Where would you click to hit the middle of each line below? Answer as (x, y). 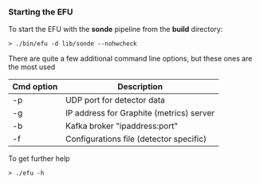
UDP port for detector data (115, 100)
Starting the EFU (41, 12)
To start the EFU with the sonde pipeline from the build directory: (116, 29)
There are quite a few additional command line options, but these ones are (130, 59)
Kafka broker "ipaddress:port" (122, 126)
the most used (32, 67)
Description (140, 87)
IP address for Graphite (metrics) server (140, 113)
